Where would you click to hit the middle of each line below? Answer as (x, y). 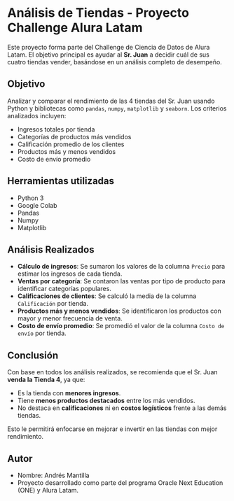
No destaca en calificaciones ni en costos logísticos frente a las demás (122, 408)
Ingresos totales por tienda (56, 129)
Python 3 (30, 198)
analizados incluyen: (37, 115)
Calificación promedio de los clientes (71, 144)
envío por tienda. (42, 333)
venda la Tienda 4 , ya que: (46, 380)
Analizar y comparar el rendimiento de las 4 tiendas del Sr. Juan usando (111, 101)
